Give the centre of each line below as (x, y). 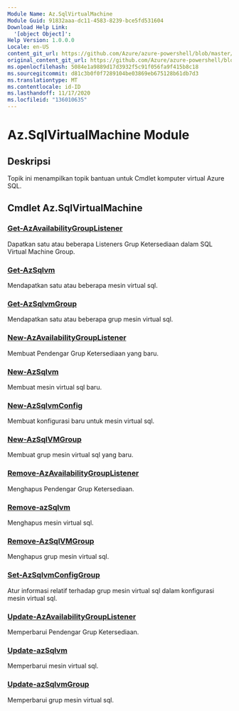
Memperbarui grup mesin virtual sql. (60, 700)
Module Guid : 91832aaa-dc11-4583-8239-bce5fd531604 (85, 21)
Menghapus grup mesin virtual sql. (58, 557)
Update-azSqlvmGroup (48, 685)
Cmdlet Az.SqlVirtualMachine (75, 208)
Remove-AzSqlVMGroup (51, 541)
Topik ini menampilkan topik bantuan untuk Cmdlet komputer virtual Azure (116, 178)
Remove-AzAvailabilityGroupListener (73, 474)
